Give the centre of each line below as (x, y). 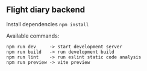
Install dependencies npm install (48, 24)
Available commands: (33, 36)
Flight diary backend (46, 10)
